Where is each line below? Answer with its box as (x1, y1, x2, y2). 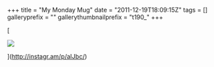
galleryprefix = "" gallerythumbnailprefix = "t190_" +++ (7, 13, 164, 21)
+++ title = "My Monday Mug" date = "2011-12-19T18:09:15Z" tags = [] (7, 6, 208, 14)
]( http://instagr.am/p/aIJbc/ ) (7, 53, 88, 60)
